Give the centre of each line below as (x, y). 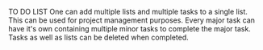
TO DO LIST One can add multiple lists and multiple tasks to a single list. (128, 12)
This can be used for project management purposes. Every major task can (132, 20)
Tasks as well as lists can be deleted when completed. (99, 37)
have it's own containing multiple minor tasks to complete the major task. (130, 29)
